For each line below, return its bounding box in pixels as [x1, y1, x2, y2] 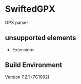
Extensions [12, 46, 35, 52]
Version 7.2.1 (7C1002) [5, 74, 50, 80]
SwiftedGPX [5, 3, 55, 15]
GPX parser [5, 20, 28, 25]
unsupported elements [5, 34, 77, 42]
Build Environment [5, 61, 62, 69]
